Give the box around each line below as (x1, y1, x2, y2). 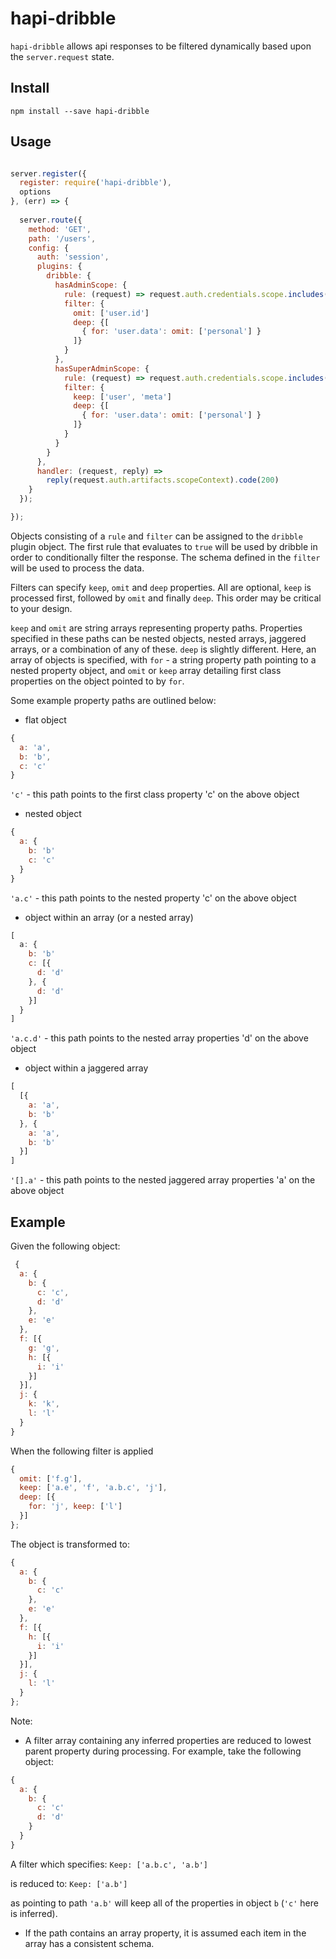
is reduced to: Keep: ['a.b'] (10, 1877, 128, 1889)
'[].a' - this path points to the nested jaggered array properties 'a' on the (10, 1174, 316, 1186)
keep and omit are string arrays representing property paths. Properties (10, 622, 303, 634)
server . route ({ (19, 215, 83, 225)
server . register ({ (10, 168, 87, 179)
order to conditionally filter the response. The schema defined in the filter (10, 551, 321, 563)
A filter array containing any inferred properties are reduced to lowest (24, 1734, 312, 1746)
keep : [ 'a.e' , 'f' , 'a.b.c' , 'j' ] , (19, 1483, 168, 1493)
